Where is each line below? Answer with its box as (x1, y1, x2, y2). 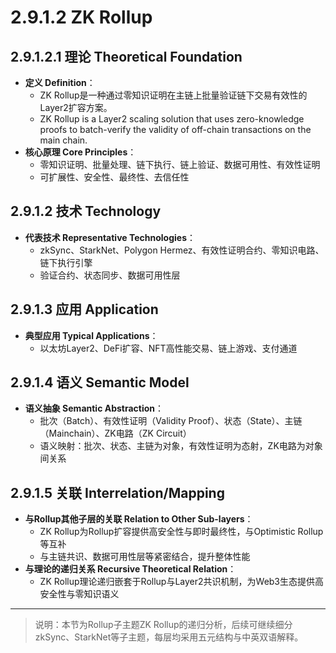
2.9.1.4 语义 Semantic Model (10, 374, 190, 391)
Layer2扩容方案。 (39, 102, 113, 113)
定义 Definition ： (24, 77, 96, 88)
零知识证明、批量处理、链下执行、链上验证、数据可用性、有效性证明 (39, 159, 321, 170)
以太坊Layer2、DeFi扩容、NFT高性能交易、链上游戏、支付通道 (39, 342, 298, 354)
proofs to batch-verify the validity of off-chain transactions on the (39, 124, 312, 135)
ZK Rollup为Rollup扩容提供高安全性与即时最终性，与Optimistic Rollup (39, 526, 324, 538)
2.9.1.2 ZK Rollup (10, 6, 153, 29)
